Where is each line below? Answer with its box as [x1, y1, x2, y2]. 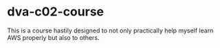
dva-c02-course [7, 4, 104, 20]
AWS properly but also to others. [7, 33, 100, 41]
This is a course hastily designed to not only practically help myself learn [7, 26, 214, 34]
